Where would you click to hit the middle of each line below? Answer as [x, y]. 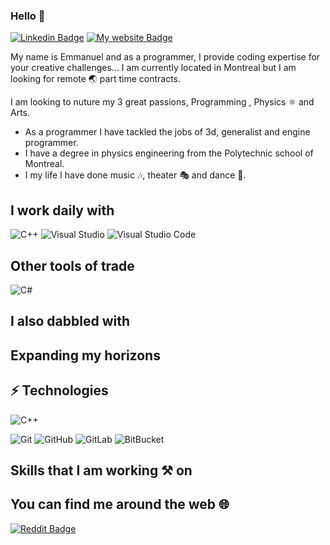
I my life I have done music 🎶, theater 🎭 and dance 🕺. [135, 175]
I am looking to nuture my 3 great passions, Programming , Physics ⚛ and [162, 102]
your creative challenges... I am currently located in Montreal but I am [153, 68]
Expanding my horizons [85, 355]
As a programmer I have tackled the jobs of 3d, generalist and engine [167, 132]
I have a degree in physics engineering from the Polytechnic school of [169, 153]
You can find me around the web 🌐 [120, 504]
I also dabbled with [70, 321]
